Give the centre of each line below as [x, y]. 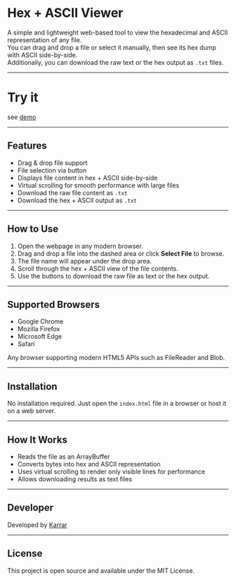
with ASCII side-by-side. [42, 55]
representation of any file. [45, 39]
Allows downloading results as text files [74, 479]
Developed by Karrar [38, 525]
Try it [23, 98]
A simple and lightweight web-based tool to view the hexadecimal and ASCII [118, 32]
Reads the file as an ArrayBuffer [64, 457]
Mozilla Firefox [39, 329]
